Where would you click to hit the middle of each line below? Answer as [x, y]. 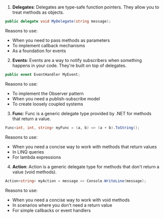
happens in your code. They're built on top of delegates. [69, 65]
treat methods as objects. [38, 12]
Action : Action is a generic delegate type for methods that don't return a [86, 166]
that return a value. [32, 119]
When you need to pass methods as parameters [61, 40]
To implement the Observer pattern [48, 93]
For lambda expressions [37, 157]
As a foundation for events [39, 51]
